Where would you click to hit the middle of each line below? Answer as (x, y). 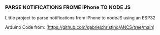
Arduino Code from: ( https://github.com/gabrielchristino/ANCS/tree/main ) (80, 27)
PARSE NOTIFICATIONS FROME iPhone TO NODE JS (68, 7)
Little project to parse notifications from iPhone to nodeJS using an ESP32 (80, 18)
